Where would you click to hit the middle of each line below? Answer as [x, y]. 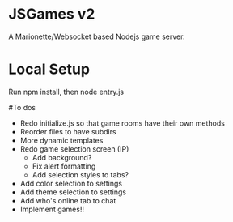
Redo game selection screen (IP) [74, 149]
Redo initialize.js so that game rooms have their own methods [122, 123]
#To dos [22, 107]
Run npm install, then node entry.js [66, 92]
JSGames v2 [52, 14]
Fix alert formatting [64, 166]
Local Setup [49, 69]
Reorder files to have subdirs [68, 131]
